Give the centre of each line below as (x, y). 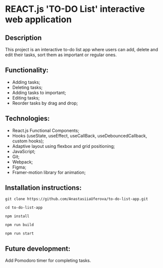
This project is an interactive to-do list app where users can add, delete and (81, 50)
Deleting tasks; (27, 87)
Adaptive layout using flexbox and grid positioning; (64, 146)
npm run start (20, 234)
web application (39, 19)
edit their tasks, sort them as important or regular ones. (61, 55)
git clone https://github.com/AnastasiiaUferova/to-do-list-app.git (77, 199)
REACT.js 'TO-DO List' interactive (75, 9)
